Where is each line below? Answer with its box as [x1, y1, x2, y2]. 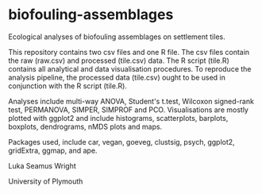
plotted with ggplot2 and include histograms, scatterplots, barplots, [8, 113, 229, 122]
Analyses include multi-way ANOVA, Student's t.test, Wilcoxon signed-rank [8, 96, 254, 106]
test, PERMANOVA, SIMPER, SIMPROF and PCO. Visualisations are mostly [8, 105, 249, 114]
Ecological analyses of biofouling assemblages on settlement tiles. [8, 32, 225, 41]
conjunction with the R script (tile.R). [8, 81, 127, 91]
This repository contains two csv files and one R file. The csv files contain [8, 47, 250, 56]
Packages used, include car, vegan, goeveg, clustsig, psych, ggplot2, [8, 137, 236, 146]
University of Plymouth [8, 177, 83, 186]
